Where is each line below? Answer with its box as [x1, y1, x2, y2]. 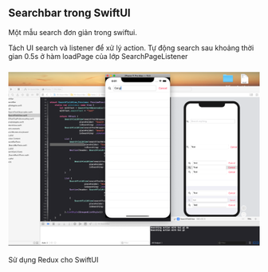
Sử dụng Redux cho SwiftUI [8, 255, 99, 265]
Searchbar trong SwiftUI [8, 6, 131, 20]
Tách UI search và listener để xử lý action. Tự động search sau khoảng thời [8, 43, 254, 53]
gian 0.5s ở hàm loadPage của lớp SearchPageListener [8, 51, 188, 61]
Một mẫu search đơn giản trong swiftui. [8, 27, 137, 37]
